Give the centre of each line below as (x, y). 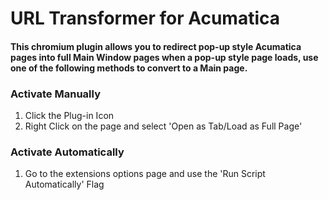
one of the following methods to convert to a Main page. (129, 68)
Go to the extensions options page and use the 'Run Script (145, 174)
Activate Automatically (67, 152)
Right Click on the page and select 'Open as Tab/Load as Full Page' (163, 126)
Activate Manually (55, 94)
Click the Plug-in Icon (69, 116)
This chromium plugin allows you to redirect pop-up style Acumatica (156, 46)
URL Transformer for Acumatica (145, 18)
